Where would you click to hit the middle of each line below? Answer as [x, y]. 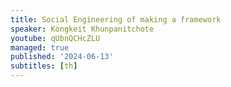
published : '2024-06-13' [62, 57]
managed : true [40, 47]
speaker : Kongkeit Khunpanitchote [82, 29]
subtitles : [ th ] [44, 66]
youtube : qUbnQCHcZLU [55, 38]
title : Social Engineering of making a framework [116, 19]
